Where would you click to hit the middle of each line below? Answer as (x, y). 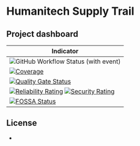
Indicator (65, 51)
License (22, 123)
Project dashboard (42, 34)
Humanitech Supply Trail (70, 11)
